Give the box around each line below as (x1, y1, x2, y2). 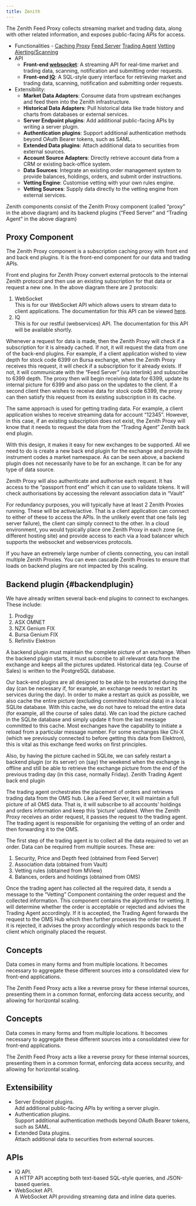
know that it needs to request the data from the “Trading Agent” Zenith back (6, 424, 190, 431)
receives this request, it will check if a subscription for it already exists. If (6, 362, 182, 369)
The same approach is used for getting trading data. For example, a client (6, 405, 183, 412)
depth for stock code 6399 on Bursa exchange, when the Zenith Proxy (6, 357, 176, 364)
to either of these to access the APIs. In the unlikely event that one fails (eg (6, 513, 187, 521)
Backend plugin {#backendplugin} (6, 579, 134, 589)
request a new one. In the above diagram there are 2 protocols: (6, 284, 158, 291)
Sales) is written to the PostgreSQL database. (6, 667, 116, 674)
